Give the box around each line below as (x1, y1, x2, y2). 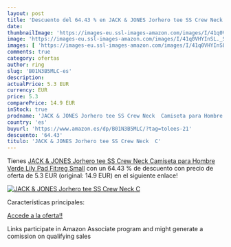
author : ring (7, 61, 45, 68)
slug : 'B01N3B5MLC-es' (7, 67, 72, 74)
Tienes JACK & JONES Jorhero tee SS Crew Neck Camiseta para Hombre (7, 157, 215, 165)
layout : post (7, 10, 45, 17)
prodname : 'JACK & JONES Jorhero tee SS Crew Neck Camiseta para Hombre (7, 112, 223, 119)
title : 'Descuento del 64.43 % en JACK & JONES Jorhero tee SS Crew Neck (7, 17, 223, 23)
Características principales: (7, 198, 85, 206)
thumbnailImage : (7, 29, 54, 36)
